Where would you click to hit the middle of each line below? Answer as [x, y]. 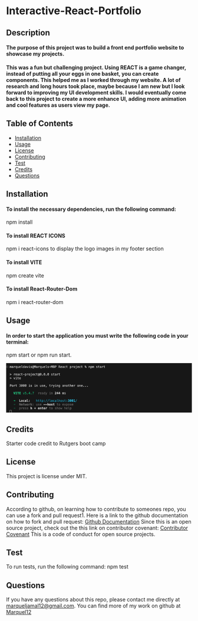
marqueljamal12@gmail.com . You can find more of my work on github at [93, 606]
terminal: [18, 342]
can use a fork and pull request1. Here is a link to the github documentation [97, 515]
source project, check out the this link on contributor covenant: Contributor [97, 528]
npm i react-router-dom [35, 302]
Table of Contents [40, 124]
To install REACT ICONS [36, 236]
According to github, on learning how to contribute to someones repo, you [96, 509]
